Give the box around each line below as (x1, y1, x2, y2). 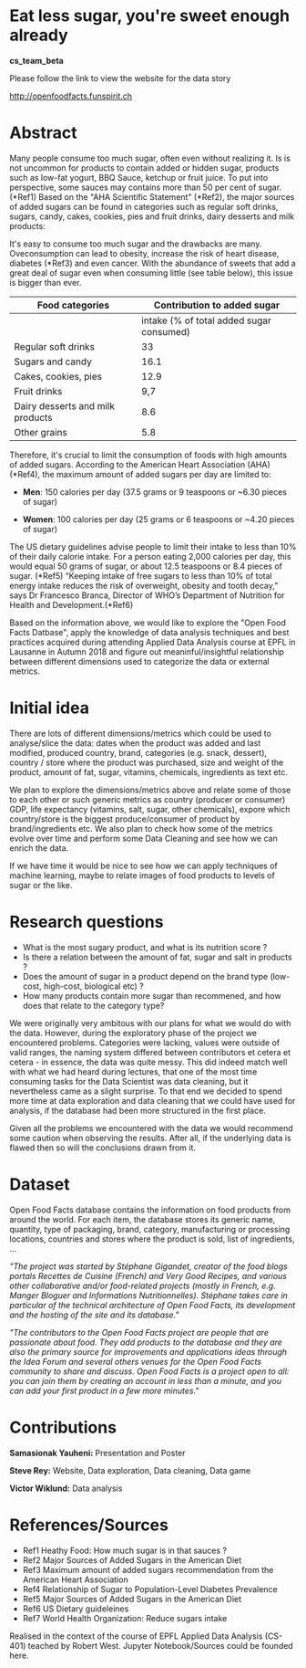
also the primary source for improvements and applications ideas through (9, 1346, 288, 1357)
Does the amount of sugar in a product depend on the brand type (22, 970, 269, 981)
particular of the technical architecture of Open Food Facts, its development (9, 1299, 296, 1310)
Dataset (9, 1174, 70, 1194)
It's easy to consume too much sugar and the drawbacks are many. (9, 238, 262, 249)
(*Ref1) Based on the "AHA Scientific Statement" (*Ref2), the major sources (9, 191, 295, 202)
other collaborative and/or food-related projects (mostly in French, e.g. (9, 1280, 276, 1291)
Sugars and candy (14, 355, 93, 368)
